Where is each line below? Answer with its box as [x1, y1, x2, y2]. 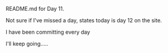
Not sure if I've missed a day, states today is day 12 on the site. [5, 17, 163, 23]
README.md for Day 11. [5, 5, 65, 12]
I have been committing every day [5, 28, 91, 36]
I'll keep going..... [5, 40, 49, 47]
